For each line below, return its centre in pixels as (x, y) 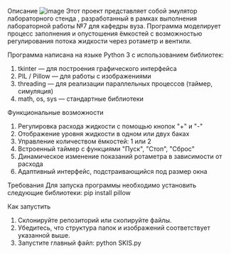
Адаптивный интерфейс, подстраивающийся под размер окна (112, 171)
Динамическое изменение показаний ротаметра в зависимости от (120, 156)
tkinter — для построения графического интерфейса (97, 68)
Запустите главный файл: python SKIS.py (79, 243)
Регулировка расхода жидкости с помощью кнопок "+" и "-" (110, 126)
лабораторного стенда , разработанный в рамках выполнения (102, 18)
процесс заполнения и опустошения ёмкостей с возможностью (105, 33)
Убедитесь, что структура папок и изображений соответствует (114, 228)
